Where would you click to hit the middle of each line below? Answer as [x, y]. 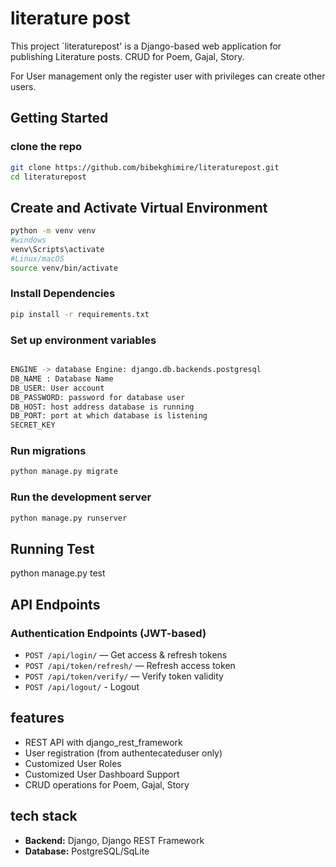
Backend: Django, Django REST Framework [114, 840]
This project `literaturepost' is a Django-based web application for [146, 46]
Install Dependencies [63, 294]
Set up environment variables [83, 340]
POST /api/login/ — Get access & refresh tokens [126, 655]
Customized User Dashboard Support [102, 774]
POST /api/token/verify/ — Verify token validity [124, 676]
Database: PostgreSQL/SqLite [87, 851]
